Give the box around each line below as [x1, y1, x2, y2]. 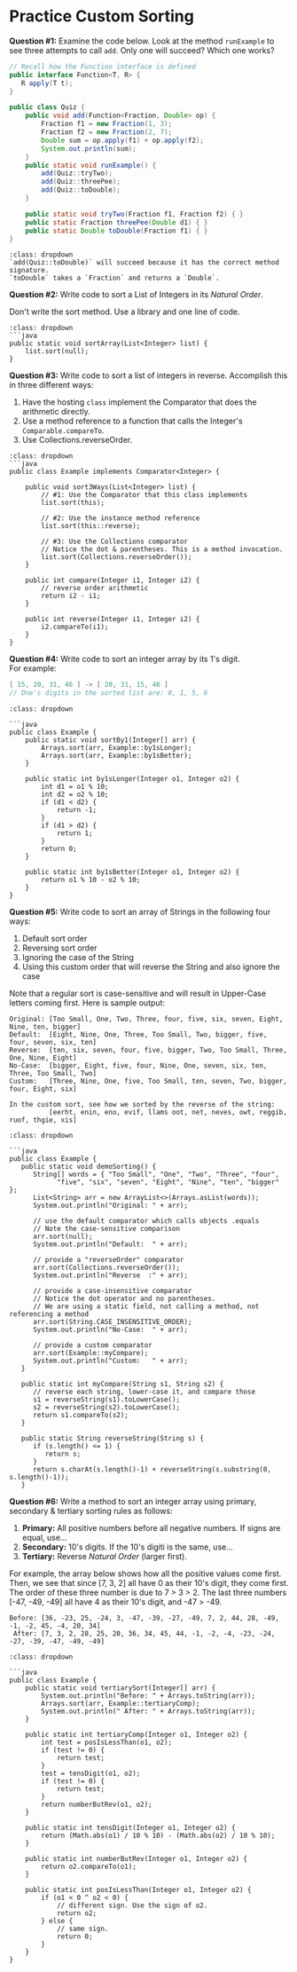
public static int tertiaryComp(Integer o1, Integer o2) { [25, 1731, 248, 1739]
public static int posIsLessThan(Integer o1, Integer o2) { [25, 1886, 252, 1895]
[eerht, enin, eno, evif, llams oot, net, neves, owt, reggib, [48, 1108, 288, 1117]
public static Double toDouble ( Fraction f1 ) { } [25, 226, 208, 235]
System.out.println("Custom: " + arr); [32, 1356, 189, 1366]
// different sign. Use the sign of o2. [56, 1901, 208, 1910]
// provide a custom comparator [32, 1341, 152, 1350]
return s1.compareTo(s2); [32, 1411, 129, 1420]
